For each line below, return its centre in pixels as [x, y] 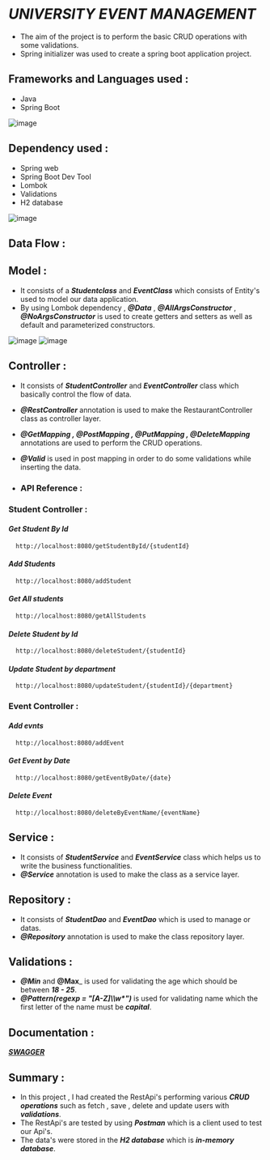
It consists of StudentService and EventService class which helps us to [140, 857]
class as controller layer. [61, 419]
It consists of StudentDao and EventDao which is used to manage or [135, 919]
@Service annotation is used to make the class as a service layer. [130, 874]
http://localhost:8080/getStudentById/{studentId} [103, 546]
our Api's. [36, 1132]
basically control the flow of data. [76, 394]
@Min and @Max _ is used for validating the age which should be [129, 981]
